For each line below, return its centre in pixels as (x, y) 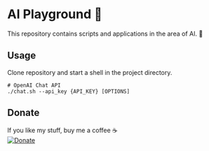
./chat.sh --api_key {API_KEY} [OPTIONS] (69, 91)
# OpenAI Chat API (34, 85)
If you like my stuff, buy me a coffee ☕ (62, 130)
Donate (23, 113)
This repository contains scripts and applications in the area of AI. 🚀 (105, 34)
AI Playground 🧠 (55, 14)
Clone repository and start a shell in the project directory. (90, 72)
